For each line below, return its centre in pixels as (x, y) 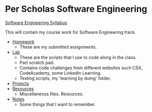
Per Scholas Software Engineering (76, 9)
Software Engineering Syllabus (36, 23)
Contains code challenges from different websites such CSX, (81, 68)
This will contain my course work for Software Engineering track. (71, 32)
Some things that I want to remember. (57, 104)
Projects (21, 83)
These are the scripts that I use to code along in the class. (78, 57)
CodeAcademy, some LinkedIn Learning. (61, 73)
